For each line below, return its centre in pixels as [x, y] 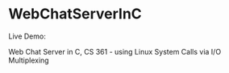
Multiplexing [29, 60]
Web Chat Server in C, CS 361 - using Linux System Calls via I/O [115, 51]
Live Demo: [27, 36]
